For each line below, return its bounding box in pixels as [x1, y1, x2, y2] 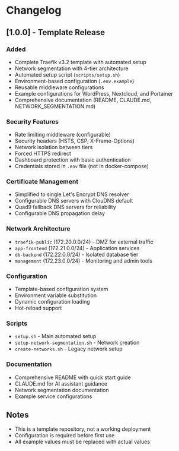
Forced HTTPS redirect [14, 150, 71, 157]
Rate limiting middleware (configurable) [14, 131, 111, 138]
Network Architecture [6, 225, 71, 233]
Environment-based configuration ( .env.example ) [14, 77, 135, 84]
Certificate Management [6, 178, 79, 186]
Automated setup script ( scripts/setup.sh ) [14, 71, 120, 78]
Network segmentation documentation [14, 386, 110, 393]
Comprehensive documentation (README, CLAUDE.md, [14, 96, 152, 103]
